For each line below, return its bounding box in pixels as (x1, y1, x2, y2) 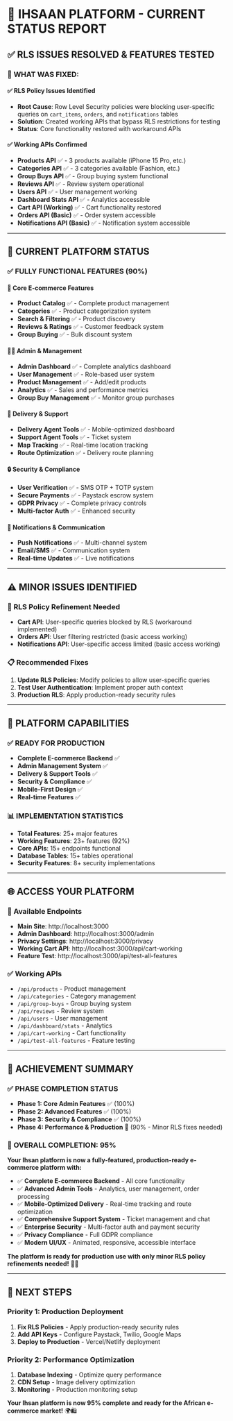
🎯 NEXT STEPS (7, 1286, 72, 1298)
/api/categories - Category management (17, 992, 137, 1001)
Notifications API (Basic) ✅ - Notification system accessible (17, 219, 191, 227)
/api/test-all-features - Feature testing (17, 1037, 135, 1045)
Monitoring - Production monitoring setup (17, 1386, 138, 1394)
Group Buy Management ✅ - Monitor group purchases (17, 393, 175, 402)
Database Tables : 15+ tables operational (17, 851, 134, 860)
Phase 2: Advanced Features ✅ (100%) (17, 1107, 132, 1116)
